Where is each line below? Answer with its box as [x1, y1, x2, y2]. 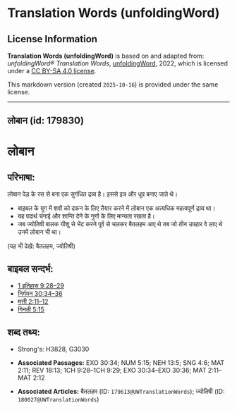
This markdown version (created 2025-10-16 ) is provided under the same [7, 80, 219, 89]
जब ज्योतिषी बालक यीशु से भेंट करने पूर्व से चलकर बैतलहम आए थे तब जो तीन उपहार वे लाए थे [17, 220, 223, 228]
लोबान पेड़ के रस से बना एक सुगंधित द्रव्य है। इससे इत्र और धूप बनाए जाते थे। [7, 190, 178, 199]
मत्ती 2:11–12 [17, 297, 49, 306]
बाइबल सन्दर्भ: [7, 263, 54, 275]
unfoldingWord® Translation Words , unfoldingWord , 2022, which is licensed [7, 59, 228, 68]
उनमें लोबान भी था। [17, 228, 61, 237]
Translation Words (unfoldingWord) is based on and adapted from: [7, 51, 205, 60]
